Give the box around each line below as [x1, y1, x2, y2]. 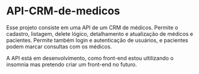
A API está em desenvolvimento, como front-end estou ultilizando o [6, 54, 174, 61]
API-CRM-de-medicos [6, 4, 120, 18]
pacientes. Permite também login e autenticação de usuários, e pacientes [6, 36, 188, 44]
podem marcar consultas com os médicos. [6, 43, 112, 50]
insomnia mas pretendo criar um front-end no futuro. [6, 61, 137, 68]
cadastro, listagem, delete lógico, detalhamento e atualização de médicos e [6, 30, 194, 37]
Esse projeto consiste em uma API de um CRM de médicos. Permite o [6, 24, 179, 31]
